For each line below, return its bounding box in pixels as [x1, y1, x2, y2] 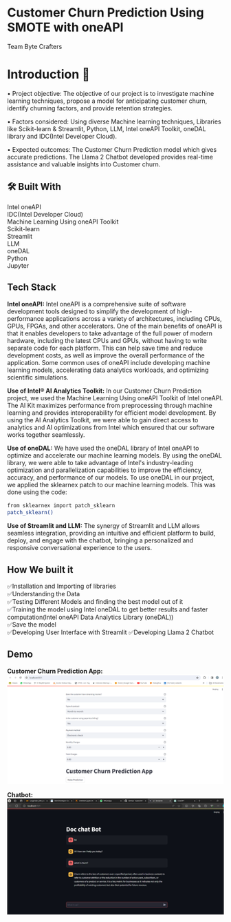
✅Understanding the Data [7, 590, 80, 598]
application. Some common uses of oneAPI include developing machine [7, 358, 210, 366]
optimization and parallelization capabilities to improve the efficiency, [7, 466, 203, 474]
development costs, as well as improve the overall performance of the [7, 351, 205, 360]
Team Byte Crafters [7, 42, 63, 50]
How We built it [7, 564, 74, 576]
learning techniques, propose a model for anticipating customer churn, [7, 97, 208, 105]
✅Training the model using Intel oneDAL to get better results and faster [7, 605, 208, 614]
